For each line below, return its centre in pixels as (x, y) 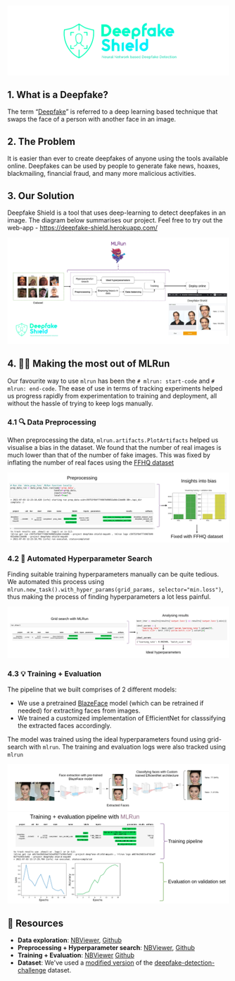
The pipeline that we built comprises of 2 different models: (92, 689)
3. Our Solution (41, 196)
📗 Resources (36, 923)
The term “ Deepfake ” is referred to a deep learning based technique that (113, 112)
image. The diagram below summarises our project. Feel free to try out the (115, 220)
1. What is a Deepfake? (58, 95)
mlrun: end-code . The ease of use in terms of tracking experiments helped (115, 388)
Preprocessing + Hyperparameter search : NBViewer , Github (106, 948)
